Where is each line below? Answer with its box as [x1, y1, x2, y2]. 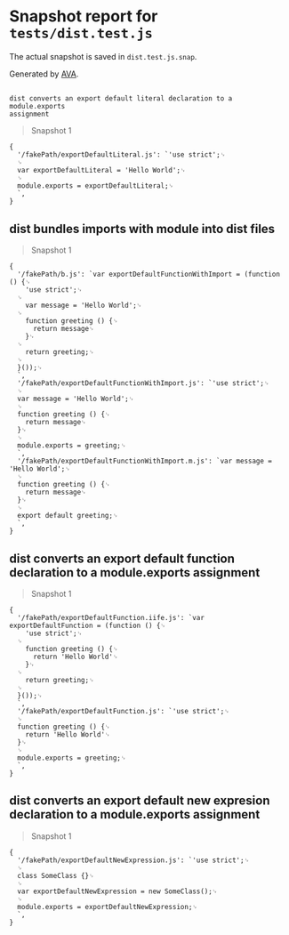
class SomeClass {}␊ [17, 871, 95, 880]
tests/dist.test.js [9, 25, 153, 42]
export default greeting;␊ [17, 512, 118, 520]
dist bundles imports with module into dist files [9, 221, 276, 237]
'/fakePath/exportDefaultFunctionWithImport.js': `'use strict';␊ [17, 379, 269, 388]
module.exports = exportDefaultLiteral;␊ [17, 181, 174, 190]
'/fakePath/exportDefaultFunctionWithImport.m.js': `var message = [17, 456, 273, 466]
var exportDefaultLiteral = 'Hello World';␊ [17, 166, 187, 175]
